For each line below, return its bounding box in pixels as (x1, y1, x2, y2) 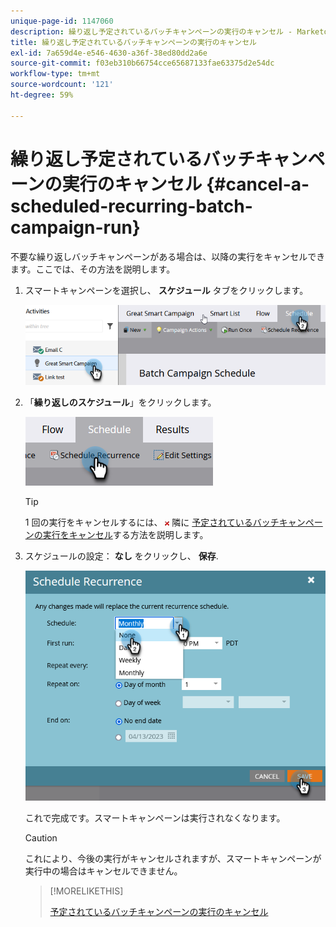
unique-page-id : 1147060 (10, 16, 114, 26)
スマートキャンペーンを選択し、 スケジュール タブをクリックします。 (24, 284, 309, 296)
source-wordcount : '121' (10, 80, 114, 90)
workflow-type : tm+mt (10, 69, 101, 79)
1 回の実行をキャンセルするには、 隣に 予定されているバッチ (24, 516, 280, 528)
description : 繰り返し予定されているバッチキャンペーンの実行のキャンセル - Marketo (10, 26, 329, 37)
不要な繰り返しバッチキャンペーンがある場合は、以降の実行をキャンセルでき (10, 250, 326, 262)
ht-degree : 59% (10, 90, 74, 100)
